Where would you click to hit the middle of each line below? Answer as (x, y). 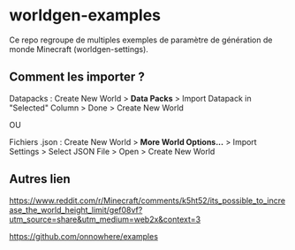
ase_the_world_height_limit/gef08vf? (76, 209)
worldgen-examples (85, 15)
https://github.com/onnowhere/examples (84, 236)
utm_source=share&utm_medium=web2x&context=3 (105, 219)
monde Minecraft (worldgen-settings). (79, 49)
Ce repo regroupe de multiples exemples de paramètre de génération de (141, 40)
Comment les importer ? (77, 77)
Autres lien (40, 179)
